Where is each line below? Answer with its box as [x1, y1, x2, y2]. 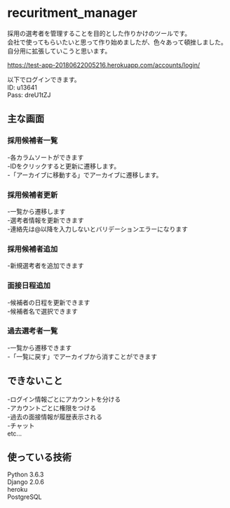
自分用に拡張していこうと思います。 [7, 46, 111, 55]
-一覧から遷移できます [7, 343, 72, 352]
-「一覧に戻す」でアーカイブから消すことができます [7, 352, 158, 360]
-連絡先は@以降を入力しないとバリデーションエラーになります [7, 224, 188, 233]
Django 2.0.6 [7, 478, 44, 486]
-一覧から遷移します [7, 207, 66, 215]
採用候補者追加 [7, 244, 58, 254]
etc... [7, 429, 22, 438]
